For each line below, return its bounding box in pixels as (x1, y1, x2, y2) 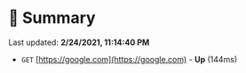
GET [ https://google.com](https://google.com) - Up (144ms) (20, 54, 238, 64)
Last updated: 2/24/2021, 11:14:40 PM (8, 37, 150, 47)
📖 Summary (8, 8, 96, 28)
